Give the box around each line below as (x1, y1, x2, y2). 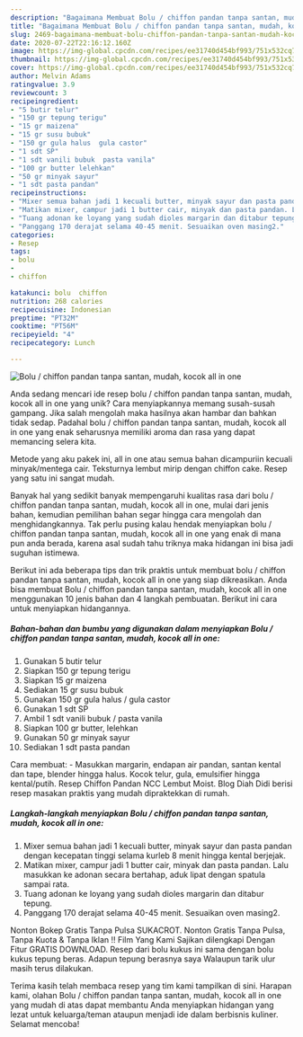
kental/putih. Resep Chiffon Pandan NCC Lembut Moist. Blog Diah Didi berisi (10, 778, 293, 789)
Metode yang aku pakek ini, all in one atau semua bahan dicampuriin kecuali (10, 453, 293, 464)
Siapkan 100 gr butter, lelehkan (22, 722, 138, 733)
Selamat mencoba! (10, 1018, 80, 1029)
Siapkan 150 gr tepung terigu (22, 665, 131, 676)
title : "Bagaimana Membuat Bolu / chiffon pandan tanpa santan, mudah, (10, 22, 284, 31)
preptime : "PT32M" (10, 314, 79, 323)
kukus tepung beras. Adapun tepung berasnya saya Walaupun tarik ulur (10, 953, 276, 964)
